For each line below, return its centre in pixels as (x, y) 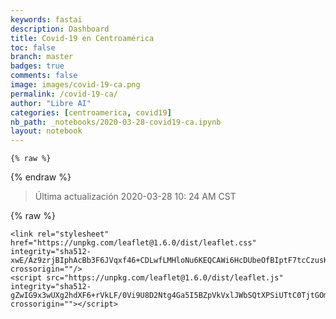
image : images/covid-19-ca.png (75, 85)
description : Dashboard (60, 29)
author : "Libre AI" (51, 103)
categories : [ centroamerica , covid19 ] (91, 112)
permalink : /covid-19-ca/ (64, 94)
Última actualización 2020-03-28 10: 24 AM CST (135, 197)
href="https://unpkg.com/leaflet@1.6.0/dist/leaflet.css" (133, 243)
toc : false (33, 47)
